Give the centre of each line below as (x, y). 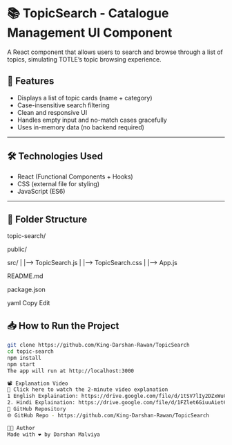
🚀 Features (31, 81)
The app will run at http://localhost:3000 (71, 371)
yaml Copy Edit (29, 303)
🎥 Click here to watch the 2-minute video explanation (88, 390)
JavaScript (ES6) (41, 191)
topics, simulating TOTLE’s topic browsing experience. (84, 59)
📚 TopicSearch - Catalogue (88, 13)
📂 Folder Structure (47, 219)
